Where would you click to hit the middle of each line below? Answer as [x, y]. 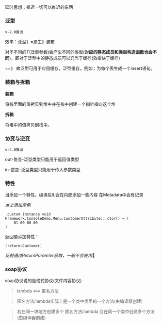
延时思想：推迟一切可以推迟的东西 [39, 7]
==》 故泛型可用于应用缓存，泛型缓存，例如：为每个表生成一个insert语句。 [80, 68]
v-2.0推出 [14, 32]
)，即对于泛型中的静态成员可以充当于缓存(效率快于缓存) [65, 58]
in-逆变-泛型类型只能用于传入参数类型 [43, 169]
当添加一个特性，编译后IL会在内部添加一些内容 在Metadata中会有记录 [74, 195]
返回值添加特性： [22, 237]
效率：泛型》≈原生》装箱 [30, 42]
